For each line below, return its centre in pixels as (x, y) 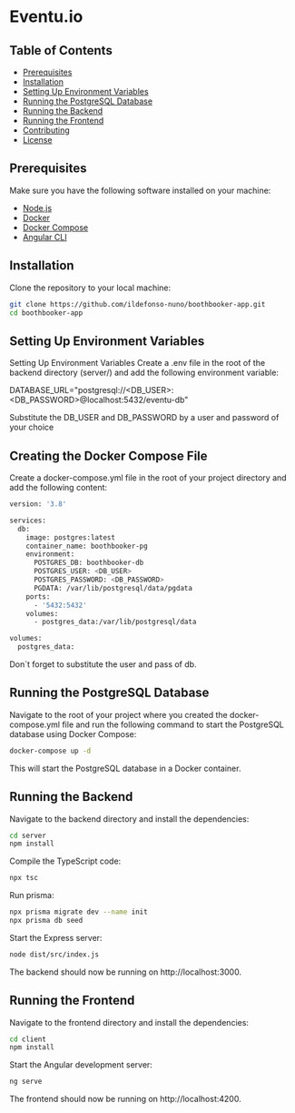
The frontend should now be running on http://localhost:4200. (126, 1099)
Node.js (37, 207)
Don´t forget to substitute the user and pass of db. (103, 664)
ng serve (26, 1082)
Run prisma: (32, 895)
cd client (28, 1039)
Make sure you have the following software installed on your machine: (140, 190)
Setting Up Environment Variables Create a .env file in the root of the (138, 363)
